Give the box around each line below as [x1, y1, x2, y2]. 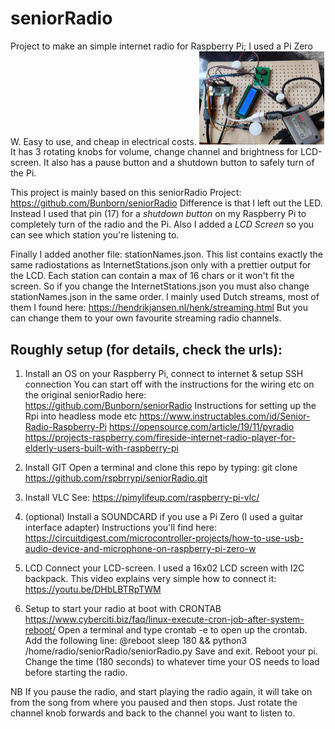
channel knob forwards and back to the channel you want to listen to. [10, 707, 296, 719]
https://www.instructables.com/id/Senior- [139, 410, 311, 422]
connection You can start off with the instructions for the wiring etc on [24, 378, 315, 391]
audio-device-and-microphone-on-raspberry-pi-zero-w [24, 543, 257, 555]
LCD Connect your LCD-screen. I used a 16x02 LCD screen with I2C [24, 562, 305, 574]
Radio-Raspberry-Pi [24, 421, 107, 433]
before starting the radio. [24, 667, 128, 679]
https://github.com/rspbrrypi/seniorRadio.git [24, 472, 208, 484]
